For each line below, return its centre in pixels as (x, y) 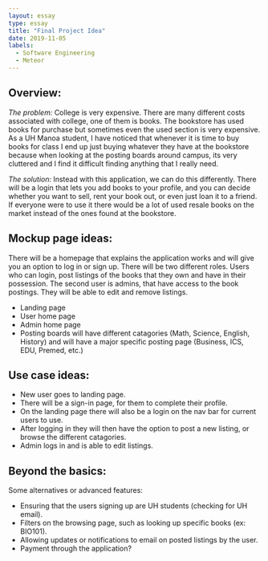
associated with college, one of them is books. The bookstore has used (126, 120)
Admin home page (51, 324)
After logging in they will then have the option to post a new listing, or (134, 429)
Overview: (35, 93)
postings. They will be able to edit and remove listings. (98, 292)
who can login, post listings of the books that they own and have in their (127, 274)
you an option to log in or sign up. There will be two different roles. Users (129, 266)
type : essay (28, 23)
